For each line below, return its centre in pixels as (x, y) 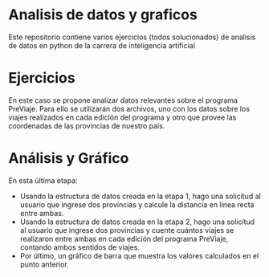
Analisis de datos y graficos (103, 15)
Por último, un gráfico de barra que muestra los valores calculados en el (139, 255)
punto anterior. (45, 264)
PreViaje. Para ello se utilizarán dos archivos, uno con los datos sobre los (129, 108)
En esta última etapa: (43, 180)
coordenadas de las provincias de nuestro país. (87, 125)
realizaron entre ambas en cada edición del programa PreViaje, (124, 238)
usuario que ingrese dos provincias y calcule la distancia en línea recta (137, 204)
